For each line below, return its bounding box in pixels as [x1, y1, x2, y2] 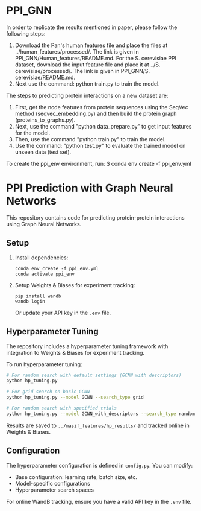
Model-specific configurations [14, 480, 90, 487]
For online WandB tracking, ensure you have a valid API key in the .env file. [6, 498, 192, 505]
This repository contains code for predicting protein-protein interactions [6, 214, 185, 221]
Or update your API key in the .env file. [14, 309, 111, 316]
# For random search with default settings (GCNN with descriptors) [6, 372, 182, 378]
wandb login [14, 298, 45, 305]
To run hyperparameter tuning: [6, 360, 82, 368]
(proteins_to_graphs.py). [14, 116, 76, 124]
